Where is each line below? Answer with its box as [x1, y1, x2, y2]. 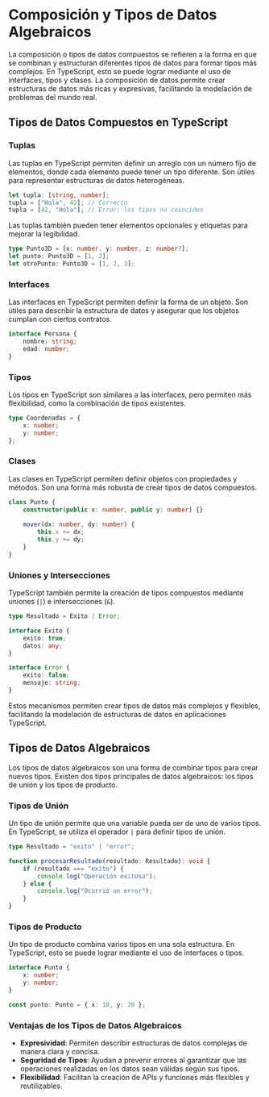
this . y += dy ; [37, 536, 85, 544]
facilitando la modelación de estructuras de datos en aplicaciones [8, 709, 227, 719]
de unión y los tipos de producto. [8, 780, 118, 790]
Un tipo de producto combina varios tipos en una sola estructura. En [8, 940, 235, 949]
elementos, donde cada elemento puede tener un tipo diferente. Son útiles [8, 167, 255, 177]
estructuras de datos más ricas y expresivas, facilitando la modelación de [8, 83, 252, 94]
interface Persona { [8, 330, 78, 338]
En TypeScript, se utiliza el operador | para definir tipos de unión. [8, 827, 226, 836]
